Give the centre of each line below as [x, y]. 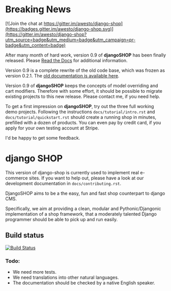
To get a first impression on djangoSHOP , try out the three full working [80, 106]
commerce [17, 178]
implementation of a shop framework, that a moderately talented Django [81, 214]
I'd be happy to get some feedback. [43, 138]
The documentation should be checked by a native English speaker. [84, 283]
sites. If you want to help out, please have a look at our [86, 178]
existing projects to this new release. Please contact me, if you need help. [83, 96]
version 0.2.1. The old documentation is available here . [63, 75]
